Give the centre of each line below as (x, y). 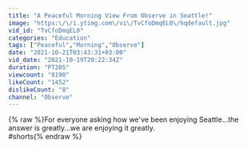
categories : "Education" (50, 38)
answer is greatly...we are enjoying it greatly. (82, 128)
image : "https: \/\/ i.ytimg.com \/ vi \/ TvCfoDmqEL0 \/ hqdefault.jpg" (119, 23)
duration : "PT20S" (39, 68)
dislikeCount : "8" (39, 90)
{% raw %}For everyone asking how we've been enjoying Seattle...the (124, 119)
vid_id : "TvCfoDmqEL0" (46, 30)
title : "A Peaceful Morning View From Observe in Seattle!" (111, 16)
